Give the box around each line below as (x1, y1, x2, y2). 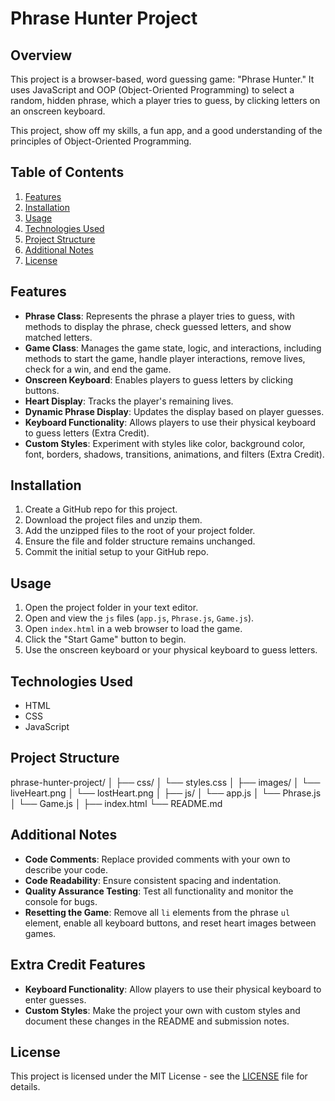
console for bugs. (24, 895, 98, 907)
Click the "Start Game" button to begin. (24, 633, 187, 646)
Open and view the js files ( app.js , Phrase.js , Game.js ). (24, 612, 255, 624)
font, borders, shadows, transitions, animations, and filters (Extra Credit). (24, 448, 325, 460)
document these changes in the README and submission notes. (24, 1015, 290, 1027)
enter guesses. (24, 993, 87, 1006)
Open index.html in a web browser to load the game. (24, 623, 243, 635)
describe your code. (24, 863, 109, 876)
